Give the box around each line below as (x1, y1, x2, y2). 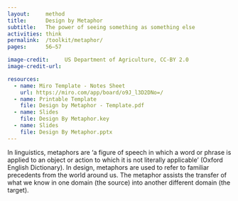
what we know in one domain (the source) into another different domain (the (7, 178, 231, 187)
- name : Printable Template (13, 95, 97, 103)
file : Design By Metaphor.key (20, 115, 110, 123)
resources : (7, 75, 40, 82)
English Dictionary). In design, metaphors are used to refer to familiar (7, 163, 210, 171)
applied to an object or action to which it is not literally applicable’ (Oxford (7, 156, 224, 164)
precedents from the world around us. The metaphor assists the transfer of (7, 170, 227, 179)
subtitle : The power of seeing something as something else (7, 23, 195, 31)
